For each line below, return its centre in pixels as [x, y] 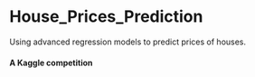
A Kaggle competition [51, 63]
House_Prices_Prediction [106, 17]
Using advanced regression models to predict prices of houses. [128, 42]
